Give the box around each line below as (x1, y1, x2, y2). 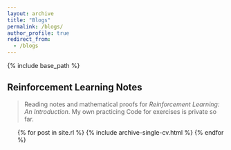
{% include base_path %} (7, 62, 80, 69)
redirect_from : (7, 36, 51, 43)
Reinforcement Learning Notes (7, 81, 143, 94)
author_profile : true (7, 29, 70, 37)
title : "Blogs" (7, 17, 51, 24)
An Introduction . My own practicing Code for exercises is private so (24, 107, 216, 115)
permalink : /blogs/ (7, 23, 64, 30)
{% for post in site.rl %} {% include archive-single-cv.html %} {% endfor (17, 128, 224, 136)
